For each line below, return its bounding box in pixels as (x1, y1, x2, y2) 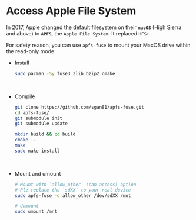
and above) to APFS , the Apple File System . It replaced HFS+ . (6, 30, 151, 37)
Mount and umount (14, 170, 61, 177)
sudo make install (14, 148, 60, 154)
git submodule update (14, 121, 68, 127)
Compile (14, 93, 35, 100)
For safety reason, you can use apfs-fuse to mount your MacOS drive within (6, 41, 191, 48)
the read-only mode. (6, 47, 56, 54)
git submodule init (14, 115, 63, 121)
